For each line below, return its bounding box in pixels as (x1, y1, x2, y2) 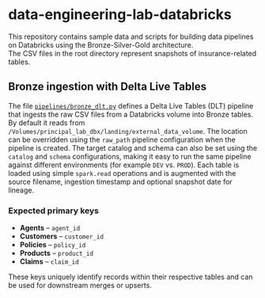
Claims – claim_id (19, 257, 79, 266)
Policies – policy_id (19, 240, 86, 250)
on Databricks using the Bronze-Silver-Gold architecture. (8, 40, 194, 49)
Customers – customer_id (19, 231, 104, 241)
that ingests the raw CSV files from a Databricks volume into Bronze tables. (8, 109, 254, 119)
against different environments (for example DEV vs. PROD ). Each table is (8, 160, 240, 170)
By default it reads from (8, 117, 85, 128)
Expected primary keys (8, 204, 100, 216)
